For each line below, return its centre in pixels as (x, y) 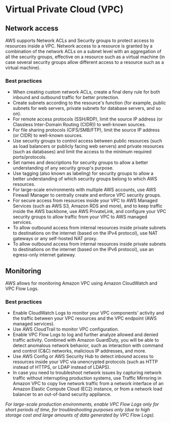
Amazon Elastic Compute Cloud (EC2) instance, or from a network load (87, 389)
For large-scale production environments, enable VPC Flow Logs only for (82, 404)
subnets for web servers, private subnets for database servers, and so (87, 108)
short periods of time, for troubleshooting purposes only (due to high (78, 410)
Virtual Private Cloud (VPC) (64, 9)
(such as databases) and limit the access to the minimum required (82, 152)
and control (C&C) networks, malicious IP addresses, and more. (79, 351)
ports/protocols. (30, 157)
